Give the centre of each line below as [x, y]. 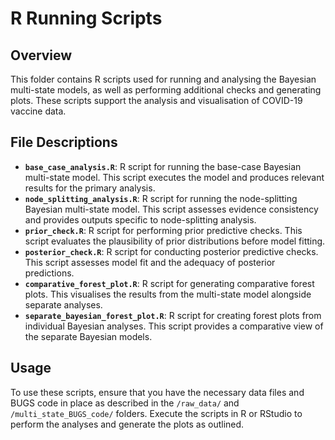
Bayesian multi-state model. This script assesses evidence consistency [171, 209]
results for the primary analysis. [90, 188]
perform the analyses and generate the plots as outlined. [127, 424]
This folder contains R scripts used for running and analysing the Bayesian [163, 79]
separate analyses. [63, 304]
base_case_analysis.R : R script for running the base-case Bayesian [163, 166]
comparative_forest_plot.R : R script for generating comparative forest [169, 283]
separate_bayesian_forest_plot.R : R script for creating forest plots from [173, 315]
